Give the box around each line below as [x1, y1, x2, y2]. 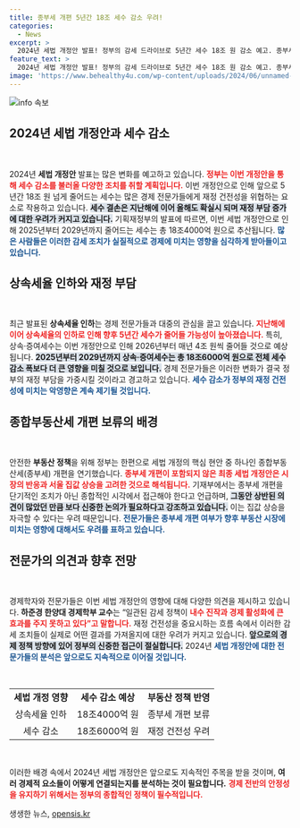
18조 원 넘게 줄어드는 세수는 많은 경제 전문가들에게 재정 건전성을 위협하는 [25, 191, 279, 201]
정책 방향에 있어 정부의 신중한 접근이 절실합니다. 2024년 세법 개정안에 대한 [18, 641, 276, 651]
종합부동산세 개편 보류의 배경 [9, 414, 159, 430]
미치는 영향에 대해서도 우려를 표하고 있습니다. [9, 525, 165, 535]
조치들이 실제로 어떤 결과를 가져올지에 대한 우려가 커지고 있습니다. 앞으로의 [18, 629, 279, 640]
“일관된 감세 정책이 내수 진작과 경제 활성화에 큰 [121, 607, 284, 618]
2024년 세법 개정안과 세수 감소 [9, 126, 170, 141]
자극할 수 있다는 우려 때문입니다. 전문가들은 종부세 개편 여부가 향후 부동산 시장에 [9, 513, 286, 524]
